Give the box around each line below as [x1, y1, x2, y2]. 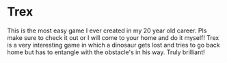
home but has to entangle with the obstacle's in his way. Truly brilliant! [7, 48, 205, 56]
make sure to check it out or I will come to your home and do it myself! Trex [7, 33, 219, 41]
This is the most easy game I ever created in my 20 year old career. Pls [7, 26, 207, 35]
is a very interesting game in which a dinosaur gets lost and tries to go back [7, 41, 220, 49]
